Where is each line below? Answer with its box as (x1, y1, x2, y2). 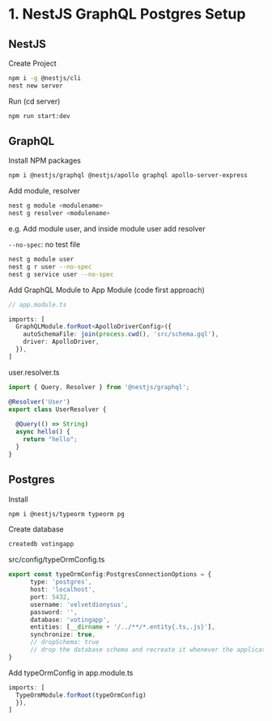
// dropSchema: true (29, 638, 100, 647)
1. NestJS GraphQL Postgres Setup (8, 5, 246, 23)
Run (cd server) (8, 96, 61, 106)
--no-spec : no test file (8, 240, 81, 249)
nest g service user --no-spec (8, 270, 114, 278)
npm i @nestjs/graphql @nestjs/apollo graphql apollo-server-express (8, 172, 249, 180)
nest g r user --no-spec (8, 262, 92, 271)
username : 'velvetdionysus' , (29, 600, 129, 609)
